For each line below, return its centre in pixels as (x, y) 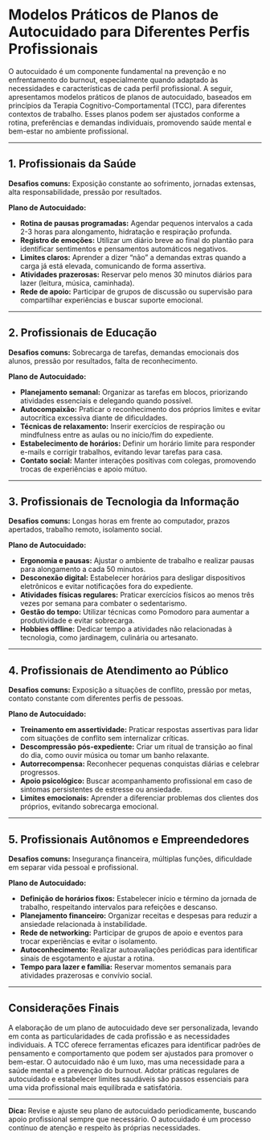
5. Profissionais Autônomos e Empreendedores (129, 840)
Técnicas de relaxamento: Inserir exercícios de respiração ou (122, 426)
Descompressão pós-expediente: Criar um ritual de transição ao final (136, 747)
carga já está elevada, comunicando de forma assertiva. (113, 265)
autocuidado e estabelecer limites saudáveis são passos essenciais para (129, 1079)
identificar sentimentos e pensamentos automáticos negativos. (124, 249)
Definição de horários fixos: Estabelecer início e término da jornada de (138, 898)
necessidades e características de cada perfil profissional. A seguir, (121, 88)
